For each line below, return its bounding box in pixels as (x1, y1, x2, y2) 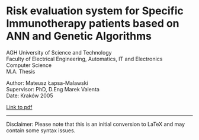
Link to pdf (6, 103, 33, 110)
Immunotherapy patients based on (6, 17, 179, 30)
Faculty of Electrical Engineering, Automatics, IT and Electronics (6, 55, 163, 62)
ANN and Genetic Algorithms (6, 30, 152, 43)
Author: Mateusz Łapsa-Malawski (6, 79, 89, 87)
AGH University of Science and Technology (6, 49, 112, 56)
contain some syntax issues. (6, 126, 76, 134)
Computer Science (6, 61, 52, 69)
